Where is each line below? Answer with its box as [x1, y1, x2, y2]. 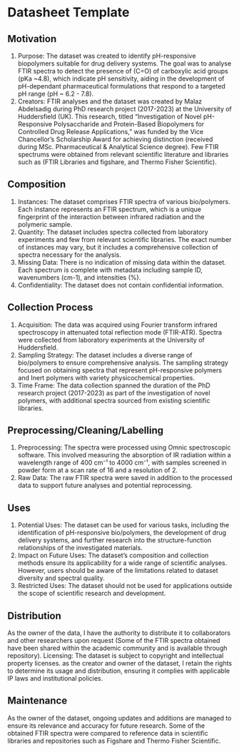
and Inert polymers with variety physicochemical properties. [17, 373, 195, 382]
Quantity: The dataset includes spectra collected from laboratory [17, 228, 208, 236]
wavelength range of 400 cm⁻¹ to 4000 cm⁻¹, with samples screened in [17, 458, 227, 467]
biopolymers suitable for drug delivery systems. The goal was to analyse [17, 59, 232, 68]
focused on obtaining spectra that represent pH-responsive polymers [17, 365, 223, 375]
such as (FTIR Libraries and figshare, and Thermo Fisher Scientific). [17, 158, 218, 166]
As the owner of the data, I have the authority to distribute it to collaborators [7, 629, 230, 637]
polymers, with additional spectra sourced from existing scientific [17, 396, 210, 405]
